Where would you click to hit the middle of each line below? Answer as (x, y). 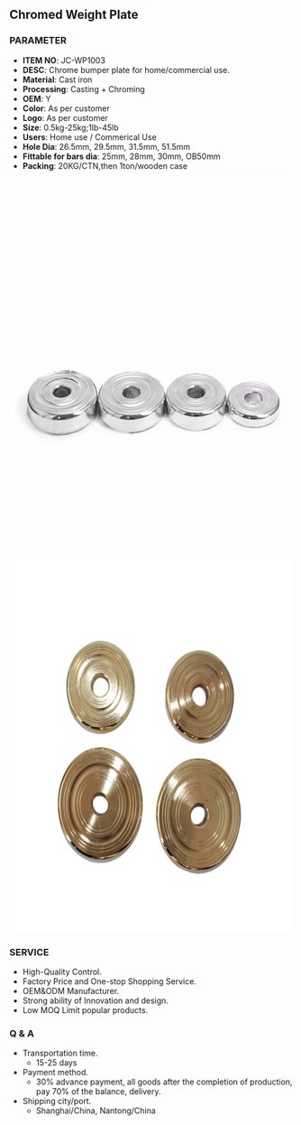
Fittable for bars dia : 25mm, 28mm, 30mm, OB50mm (121, 156)
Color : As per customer (66, 108)
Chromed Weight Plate (74, 15)
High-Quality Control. (62, 972)
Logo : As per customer (65, 117)
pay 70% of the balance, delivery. (98, 1092)
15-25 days (56, 1063)
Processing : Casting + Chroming (84, 88)
